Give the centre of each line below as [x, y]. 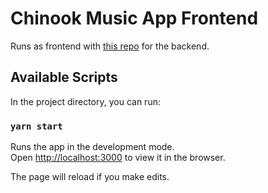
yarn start [36, 126]
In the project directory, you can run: [85, 101]
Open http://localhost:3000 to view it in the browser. [118, 158]
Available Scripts [64, 77]
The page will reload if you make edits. [90, 177]
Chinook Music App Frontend [134, 18]
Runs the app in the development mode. [92, 147]
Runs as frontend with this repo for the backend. [110, 46]
